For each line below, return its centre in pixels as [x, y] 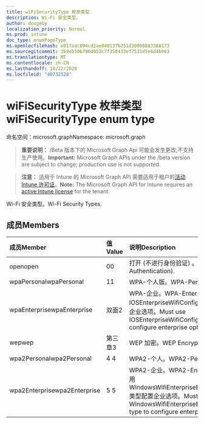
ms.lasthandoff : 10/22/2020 [42, 68]
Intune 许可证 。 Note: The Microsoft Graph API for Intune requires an [107, 185]
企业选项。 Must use [158, 312]
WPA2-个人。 [149, 359]
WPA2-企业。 [149, 370]
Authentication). [152, 271]
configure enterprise [158, 327]
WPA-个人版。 [150, 282]
